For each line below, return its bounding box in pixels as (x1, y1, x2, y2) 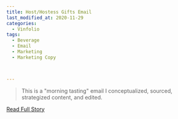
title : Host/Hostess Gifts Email (6, 9, 92, 15)
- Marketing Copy (12, 54, 56, 60)
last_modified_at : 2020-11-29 (6, 15, 84, 21)
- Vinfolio (12, 26, 40, 32)
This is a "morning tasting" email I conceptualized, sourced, (21, 87, 173, 95)
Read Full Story (6, 105, 45, 113)
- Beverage (12, 37, 40, 43)
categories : (6, 20, 37, 26)
